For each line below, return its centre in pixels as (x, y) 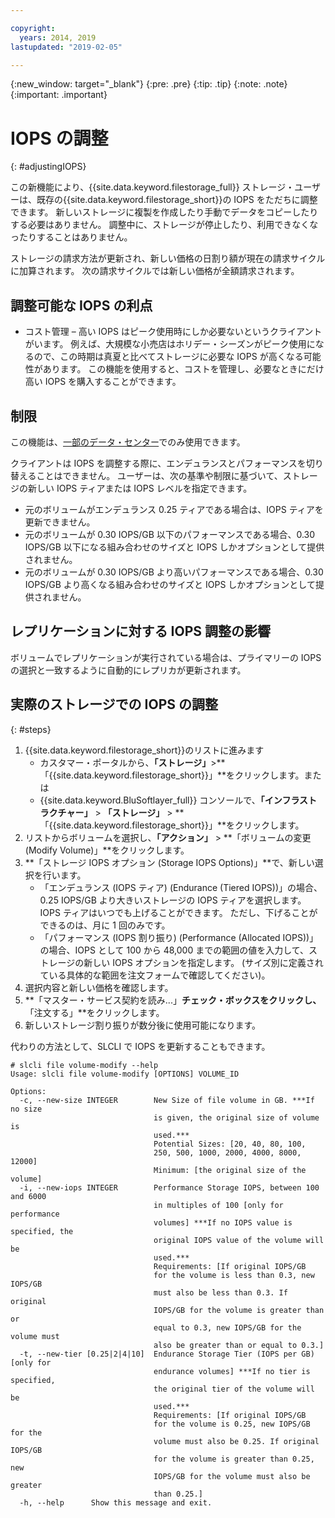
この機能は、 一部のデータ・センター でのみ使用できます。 (128, 442)
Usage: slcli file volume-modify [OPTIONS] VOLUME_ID (125, 1074)
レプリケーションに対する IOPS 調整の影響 (140, 631)
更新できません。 (60, 522)
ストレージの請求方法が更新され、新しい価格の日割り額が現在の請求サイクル (168, 258)
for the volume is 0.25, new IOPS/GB (232, 1424)
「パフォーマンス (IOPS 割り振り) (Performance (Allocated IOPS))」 (179, 937)
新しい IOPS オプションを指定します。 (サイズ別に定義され (203, 962)
